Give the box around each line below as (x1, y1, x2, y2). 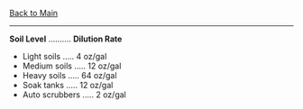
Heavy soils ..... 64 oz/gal (22, 70, 117, 80)
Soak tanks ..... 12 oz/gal (22, 80, 114, 90)
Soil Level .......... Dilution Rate (9, 33, 123, 44)
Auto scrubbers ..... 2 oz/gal (22, 89, 126, 100)
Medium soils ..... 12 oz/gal (22, 60, 122, 71)
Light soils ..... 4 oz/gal (22, 51, 107, 61)
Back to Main (9, 8, 59, 18)
